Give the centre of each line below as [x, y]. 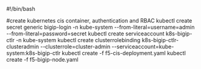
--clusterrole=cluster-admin [76, 46]
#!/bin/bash [21, 9]
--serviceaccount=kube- [143, 46]
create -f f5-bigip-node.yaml [42, 60]
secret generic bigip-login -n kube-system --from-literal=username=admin [100, 27]
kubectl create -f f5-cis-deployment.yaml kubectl [124, 53]
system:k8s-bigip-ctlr [33, 53]
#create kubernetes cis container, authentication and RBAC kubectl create [99, 20]
